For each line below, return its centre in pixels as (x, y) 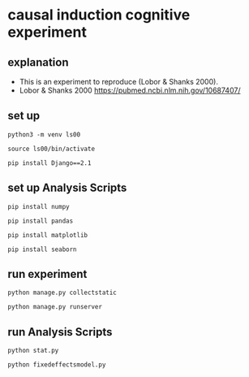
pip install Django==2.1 (49, 163)
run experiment (47, 274)
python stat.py (33, 351)
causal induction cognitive (99, 15)
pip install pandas (41, 221)
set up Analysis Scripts (67, 188)
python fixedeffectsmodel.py (57, 365)
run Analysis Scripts (60, 332)
